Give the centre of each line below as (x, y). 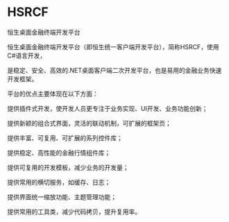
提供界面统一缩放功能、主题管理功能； (62, 197)
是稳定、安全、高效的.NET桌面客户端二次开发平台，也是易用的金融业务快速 (114, 70)
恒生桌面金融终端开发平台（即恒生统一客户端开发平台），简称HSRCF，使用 (113, 46)
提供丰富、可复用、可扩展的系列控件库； (65, 138)
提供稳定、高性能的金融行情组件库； (59, 153)
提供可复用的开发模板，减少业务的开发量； (68, 167)
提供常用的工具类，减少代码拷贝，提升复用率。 (74, 212)
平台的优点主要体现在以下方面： (53, 94)
